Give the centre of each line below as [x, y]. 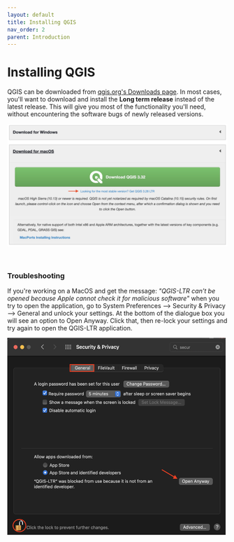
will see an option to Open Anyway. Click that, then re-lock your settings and [117, 321]
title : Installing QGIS [42, 22]
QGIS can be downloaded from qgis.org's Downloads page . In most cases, [115, 92]
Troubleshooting [36, 275]
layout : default [31, 15]
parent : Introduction [39, 37]
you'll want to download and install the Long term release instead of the [111, 99]
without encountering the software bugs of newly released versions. [105, 114]
